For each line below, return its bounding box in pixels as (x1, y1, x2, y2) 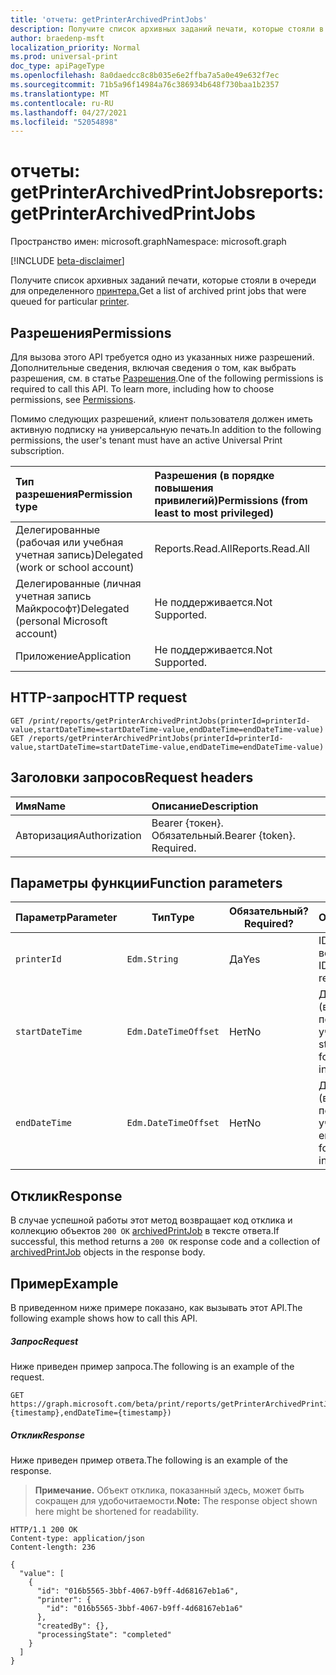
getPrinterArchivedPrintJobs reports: (10, 181, 325, 204)
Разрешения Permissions (10, 324, 172, 341)
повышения (154, 481, 214, 495)
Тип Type (151, 911, 195, 925)
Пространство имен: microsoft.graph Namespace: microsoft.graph (10, 236, 287, 248)
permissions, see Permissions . (10, 394, 137, 405)
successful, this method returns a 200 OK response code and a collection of (10, 1236, 321, 1248)
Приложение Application (15, 649, 132, 663)
